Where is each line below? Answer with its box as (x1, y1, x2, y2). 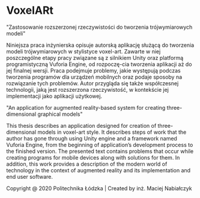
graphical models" (37, 110, 83, 118)
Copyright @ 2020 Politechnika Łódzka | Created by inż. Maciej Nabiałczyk (6, 184, 192, 192)
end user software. (6, 173, 53, 180)
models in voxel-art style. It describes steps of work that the (37, 128, 187, 136)
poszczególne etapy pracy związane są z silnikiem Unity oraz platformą (6, 54, 184, 61)
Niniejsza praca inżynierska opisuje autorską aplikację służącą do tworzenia (6, 41, 195, 49)
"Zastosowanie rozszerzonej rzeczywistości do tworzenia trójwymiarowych (6, 23, 193, 31)
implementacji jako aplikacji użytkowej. (6, 92, 103, 100)
